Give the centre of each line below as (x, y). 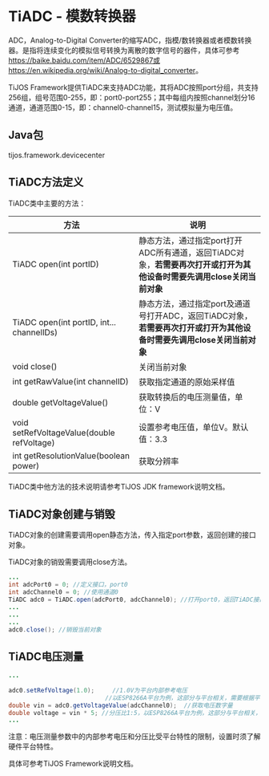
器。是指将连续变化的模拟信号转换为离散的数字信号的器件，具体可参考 (124, 50)
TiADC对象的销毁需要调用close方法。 (70, 562)
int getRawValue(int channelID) (71, 381)
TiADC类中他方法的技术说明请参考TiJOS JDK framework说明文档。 (119, 486)
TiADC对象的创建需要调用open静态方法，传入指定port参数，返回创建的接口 (132, 535)
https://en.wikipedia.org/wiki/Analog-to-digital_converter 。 (105, 70)
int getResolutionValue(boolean (71, 456)
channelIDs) (35, 332)
